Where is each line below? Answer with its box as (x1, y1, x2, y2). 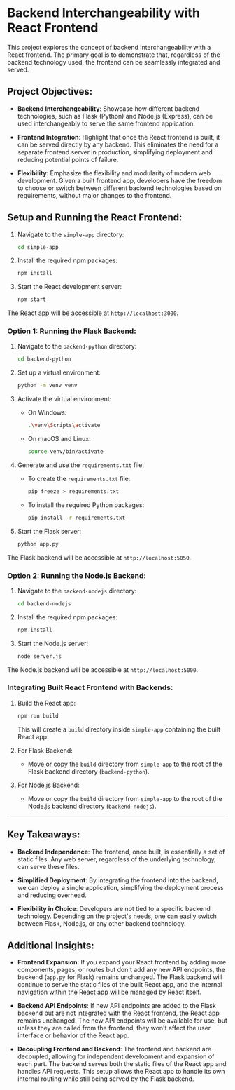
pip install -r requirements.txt (27, 514, 126, 521)
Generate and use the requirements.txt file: (17, 461, 145, 469)
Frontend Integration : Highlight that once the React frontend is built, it (17, 133, 220, 141)
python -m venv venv (17, 382, 78, 389)
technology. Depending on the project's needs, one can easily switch (17, 912, 217, 920)
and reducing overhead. (17, 891, 87, 899)
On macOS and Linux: (27, 435, 91, 443)
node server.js (17, 652, 62, 660)
